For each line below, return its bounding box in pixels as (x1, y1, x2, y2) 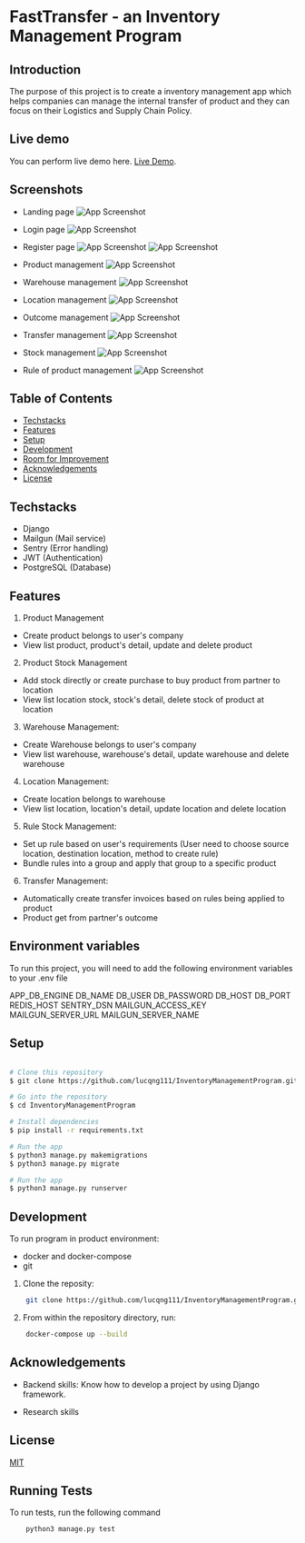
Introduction (9, 62, 82, 77)
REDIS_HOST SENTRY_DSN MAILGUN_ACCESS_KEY (9, 1000, 207, 1010)
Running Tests (9, 1483, 93, 1498)
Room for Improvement (22, 453, 109, 464)
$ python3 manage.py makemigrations (9, 1150, 148, 1160)
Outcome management (22, 312, 109, 323)
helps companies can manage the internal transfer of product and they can (9, 95, 290, 106)
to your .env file (9, 972, 68, 983)
